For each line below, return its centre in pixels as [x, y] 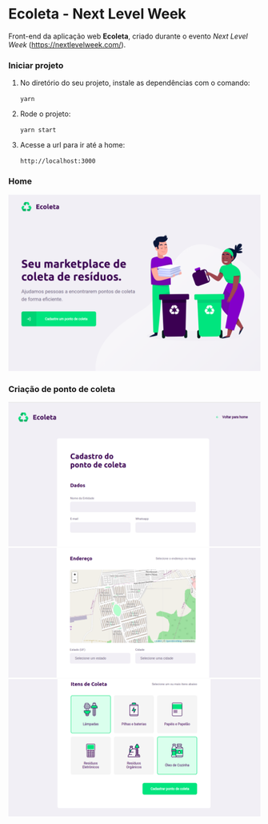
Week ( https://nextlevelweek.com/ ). [67, 44]
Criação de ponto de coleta [62, 389]
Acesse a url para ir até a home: [72, 145]
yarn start [38, 130]
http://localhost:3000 [58, 161]
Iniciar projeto [36, 65]
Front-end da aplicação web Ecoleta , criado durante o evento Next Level [128, 36]
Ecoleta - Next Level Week [97, 14]
